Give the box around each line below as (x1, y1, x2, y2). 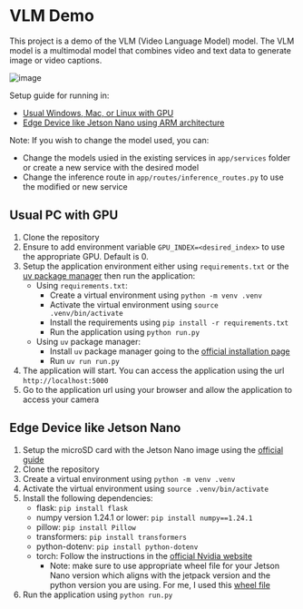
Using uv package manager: (35, 336, 141, 347)
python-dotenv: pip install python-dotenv (35, 541, 199, 552)
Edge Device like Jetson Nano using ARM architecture (22, 117, 225, 128)
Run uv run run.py (49, 355, 120, 366)
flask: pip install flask (35, 502, 129, 513)
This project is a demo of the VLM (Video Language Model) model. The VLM (9, 35, 295, 46)
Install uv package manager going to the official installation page (49, 346, 290, 357)
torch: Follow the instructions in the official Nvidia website (35, 550, 252, 561)
